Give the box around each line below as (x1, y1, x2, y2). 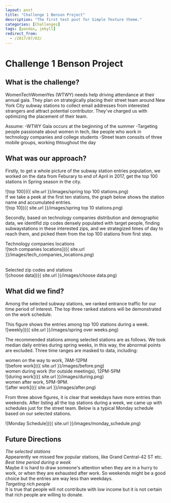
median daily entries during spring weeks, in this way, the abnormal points (5, 342, 161, 348)
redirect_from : (5, 31, 38, 36)
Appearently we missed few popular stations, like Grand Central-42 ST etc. (5, 454, 163, 460)
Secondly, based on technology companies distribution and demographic (5, 215, 159, 221)
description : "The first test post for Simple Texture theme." (5, 17, 142, 22)
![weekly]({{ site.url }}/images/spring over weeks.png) (5, 327, 119, 333)
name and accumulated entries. (5, 199, 72, 205)
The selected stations (5, 448, 51, 455)
